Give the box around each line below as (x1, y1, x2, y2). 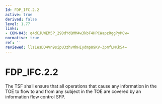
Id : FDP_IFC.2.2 (5, 7, 39, 13)
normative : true (5, 36, 39, 41)
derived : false (5, 17, 37, 22)
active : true (5, 12, 33, 17)
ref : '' (5, 40, 22, 45)
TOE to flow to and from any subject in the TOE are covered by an (5, 88, 141, 94)
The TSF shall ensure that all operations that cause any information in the (5, 83, 157, 89)
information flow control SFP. (5, 93, 65, 99)
